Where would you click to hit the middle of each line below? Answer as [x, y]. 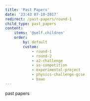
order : [21, 38]
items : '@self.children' [40, 33]
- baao [38, 79]
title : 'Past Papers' [27, 10]
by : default [35, 42]
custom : [31, 47]
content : [14, 28]
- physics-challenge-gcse [58, 75]
